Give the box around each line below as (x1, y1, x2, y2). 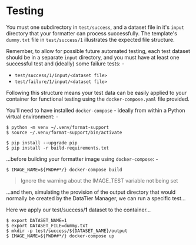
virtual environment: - (6, 113, 59, 120)
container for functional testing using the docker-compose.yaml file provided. (6, 95, 190, 102)
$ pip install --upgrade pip (6, 140, 78, 145)
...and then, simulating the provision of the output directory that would (6, 188, 176, 196)
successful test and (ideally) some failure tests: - (6, 60, 125, 67)
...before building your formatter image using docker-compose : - (6, 155, 158, 163)
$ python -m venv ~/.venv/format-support (6, 124, 109, 130)
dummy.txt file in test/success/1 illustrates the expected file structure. (6, 36, 175, 43)
